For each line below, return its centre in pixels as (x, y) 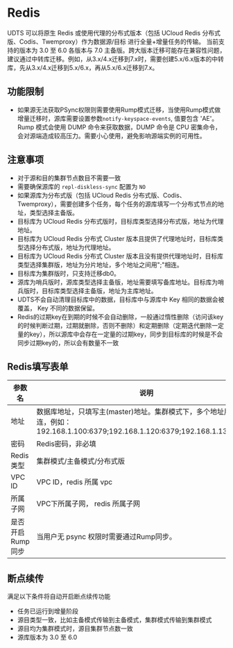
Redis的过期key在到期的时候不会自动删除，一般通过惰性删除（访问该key (120, 317)
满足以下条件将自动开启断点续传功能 (59, 597)
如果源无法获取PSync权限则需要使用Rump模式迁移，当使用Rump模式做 (119, 110)
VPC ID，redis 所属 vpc (75, 482)
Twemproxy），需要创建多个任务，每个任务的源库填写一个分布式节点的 (118, 203)
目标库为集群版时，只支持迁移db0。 (68, 273)
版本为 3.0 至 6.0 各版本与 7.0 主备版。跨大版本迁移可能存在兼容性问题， (122, 50)
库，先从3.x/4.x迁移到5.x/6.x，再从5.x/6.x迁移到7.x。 (83, 67)
